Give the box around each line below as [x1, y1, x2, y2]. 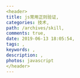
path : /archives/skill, [6, 25, 65, 31]
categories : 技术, [6, 19, 49, 25]
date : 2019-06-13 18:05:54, [6, 36, 75, 42]
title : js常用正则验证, [6, 14, 59, 20]
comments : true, [6, 30, 46, 36]
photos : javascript [6, 57, 54, 63]
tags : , [6, 42, 25, 48]
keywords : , [6, 47, 35, 53]
